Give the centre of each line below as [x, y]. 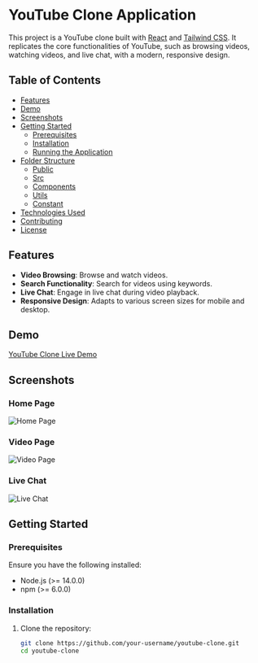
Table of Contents [55, 80]
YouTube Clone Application [103, 15]
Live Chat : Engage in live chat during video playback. [109, 292]
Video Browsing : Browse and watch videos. [94, 275]
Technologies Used [52, 212]
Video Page [32, 442]
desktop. [35, 309]
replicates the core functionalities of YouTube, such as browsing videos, [129, 46]
